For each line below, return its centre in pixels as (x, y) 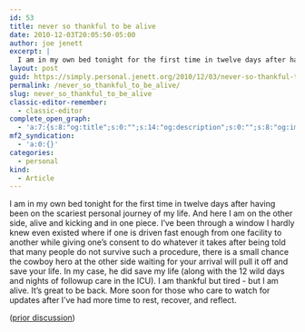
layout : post (34, 69)
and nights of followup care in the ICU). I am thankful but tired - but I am (144, 281)
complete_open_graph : (50, 119)
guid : (20, 77)
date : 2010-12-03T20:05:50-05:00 (73, 34)
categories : (32, 152)
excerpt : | (30, 52)
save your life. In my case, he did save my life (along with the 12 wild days (147, 271)
